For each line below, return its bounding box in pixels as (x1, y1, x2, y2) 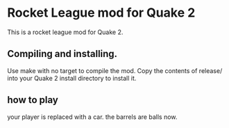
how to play (7, 94, 59, 106)
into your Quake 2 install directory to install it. (7, 74, 137, 82)
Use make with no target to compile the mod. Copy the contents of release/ (7, 66, 223, 74)
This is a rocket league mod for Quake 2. (7, 28, 124, 36)
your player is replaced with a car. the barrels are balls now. (7, 113, 178, 121)
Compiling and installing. (7, 48, 118, 60)
